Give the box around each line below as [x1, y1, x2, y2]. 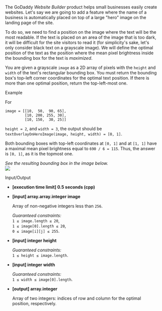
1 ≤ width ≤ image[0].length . [12, 276, 73, 282]
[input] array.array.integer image [12, 194, 81, 200]
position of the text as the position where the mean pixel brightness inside [5, 50, 154, 56]
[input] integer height [12, 238, 57, 244]
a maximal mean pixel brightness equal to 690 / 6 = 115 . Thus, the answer [5, 146, 155, 151]
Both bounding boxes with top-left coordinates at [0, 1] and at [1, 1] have [5, 140, 157, 146]
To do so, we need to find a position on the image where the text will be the [5, 29, 157, 35]
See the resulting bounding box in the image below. [5, 160, 108, 166]
